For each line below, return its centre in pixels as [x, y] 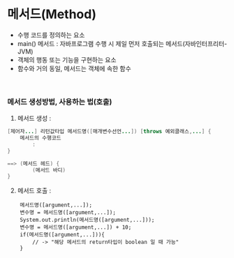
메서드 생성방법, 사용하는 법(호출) [60, 102]
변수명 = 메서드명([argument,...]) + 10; [76, 227]
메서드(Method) [52, 14]
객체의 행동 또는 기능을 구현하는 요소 [67, 59]
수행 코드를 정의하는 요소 [51, 35]
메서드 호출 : [34, 191]
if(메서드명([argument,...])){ [62, 235]
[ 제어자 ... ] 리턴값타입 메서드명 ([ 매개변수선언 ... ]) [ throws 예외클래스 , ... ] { [109, 132]
